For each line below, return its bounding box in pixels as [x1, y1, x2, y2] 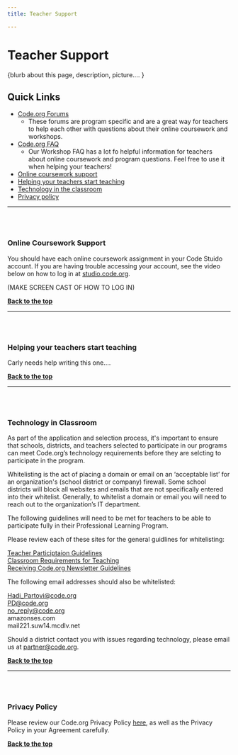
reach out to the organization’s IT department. [7, 500, 142, 509]
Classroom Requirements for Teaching [7, 557, 120, 565]
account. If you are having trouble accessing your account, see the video [7, 261, 221, 270]
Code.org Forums [17, 110, 69, 118]
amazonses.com [7, 614, 55, 623]
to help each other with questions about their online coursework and [28, 125, 228, 133]
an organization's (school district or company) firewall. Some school [7, 477, 207, 486]
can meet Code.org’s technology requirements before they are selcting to [7, 449, 222, 458]
